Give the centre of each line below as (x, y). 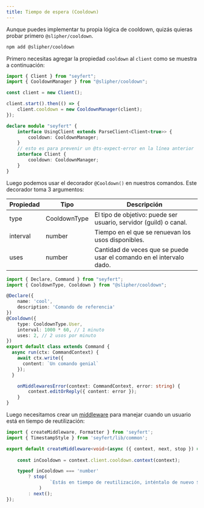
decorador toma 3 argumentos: (45, 189)
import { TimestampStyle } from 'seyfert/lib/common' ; (77, 438)
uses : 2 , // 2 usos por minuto (57, 335)
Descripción (144, 204)
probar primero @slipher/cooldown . (50, 36)
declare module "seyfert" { (42, 126)
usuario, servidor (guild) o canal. (141, 222)
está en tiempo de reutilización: (46, 421)
